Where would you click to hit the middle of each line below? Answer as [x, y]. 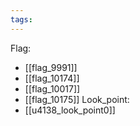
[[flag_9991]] [51, 67]
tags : [21, 19]
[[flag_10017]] [52, 88]
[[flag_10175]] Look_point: [77, 99]
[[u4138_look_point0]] [70, 110]
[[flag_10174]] [52, 78]
